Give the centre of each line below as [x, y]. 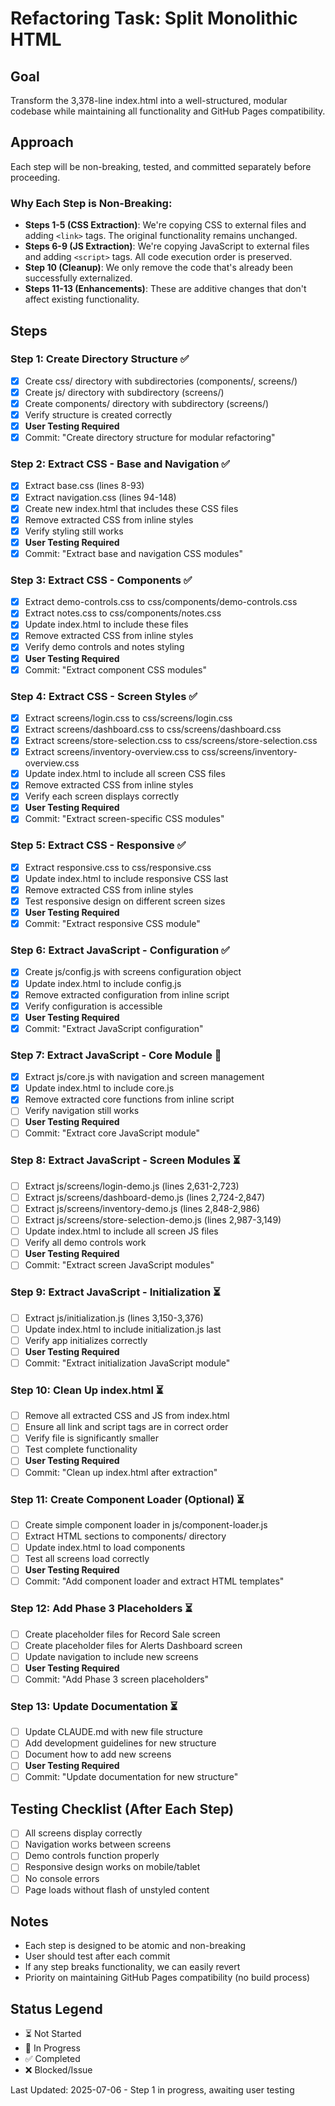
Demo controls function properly [92, 1856]
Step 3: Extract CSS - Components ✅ [101, 580]
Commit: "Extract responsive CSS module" [112, 924]
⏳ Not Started [53, 2034]
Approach [42, 142]
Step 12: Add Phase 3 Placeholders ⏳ [101, 1609]
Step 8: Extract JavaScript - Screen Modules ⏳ [125, 1160]
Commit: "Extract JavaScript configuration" [114, 1028]
